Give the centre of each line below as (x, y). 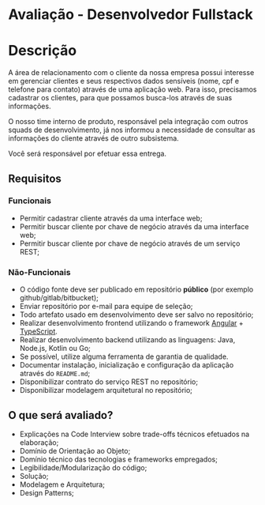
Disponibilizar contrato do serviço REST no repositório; (109, 382)
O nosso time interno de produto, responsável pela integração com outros (128, 122)
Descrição (43, 51)
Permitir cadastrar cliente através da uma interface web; (111, 218)
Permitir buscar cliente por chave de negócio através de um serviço (130, 243)
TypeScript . (38, 332)
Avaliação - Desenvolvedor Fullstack (131, 15)
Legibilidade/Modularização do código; (83, 467)
